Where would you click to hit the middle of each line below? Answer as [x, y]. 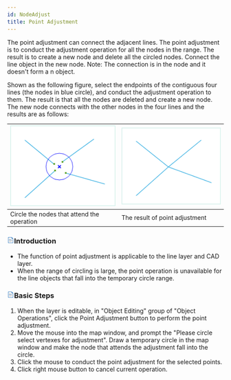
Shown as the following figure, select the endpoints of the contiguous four [112, 85]
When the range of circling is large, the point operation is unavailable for [119, 271]
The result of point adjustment [164, 218]
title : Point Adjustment [43, 22]
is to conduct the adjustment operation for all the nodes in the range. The [111, 49]
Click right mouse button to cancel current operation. [92, 369]
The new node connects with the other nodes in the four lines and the [106, 107]
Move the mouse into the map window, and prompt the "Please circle [115, 333]
